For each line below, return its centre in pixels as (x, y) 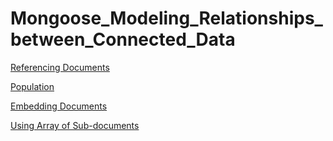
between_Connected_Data (123, 39)
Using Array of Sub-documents (75, 125)
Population (32, 86)
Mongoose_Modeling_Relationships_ (166, 18)
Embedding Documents (59, 106)
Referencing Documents (60, 67)
